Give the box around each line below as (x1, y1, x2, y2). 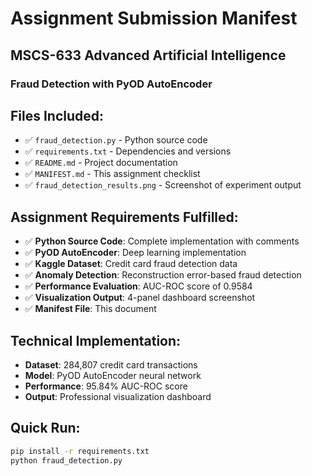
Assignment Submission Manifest (10, 7, 298, 30)
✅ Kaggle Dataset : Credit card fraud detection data (24, 258, 238, 270)
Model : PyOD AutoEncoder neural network (24, 369, 202, 381)
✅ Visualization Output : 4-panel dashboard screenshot (24, 292, 256, 304)
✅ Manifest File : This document (24, 303, 157, 315)
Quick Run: (10, 420, 81, 437)
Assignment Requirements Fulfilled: (10, 208, 239, 226)
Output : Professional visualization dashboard (24, 390, 212, 402)
